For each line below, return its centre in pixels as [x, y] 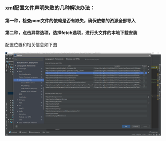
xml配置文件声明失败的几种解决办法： [50, 7]
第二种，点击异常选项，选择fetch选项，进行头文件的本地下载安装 [71, 33]
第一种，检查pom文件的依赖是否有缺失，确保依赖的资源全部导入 [70, 20]
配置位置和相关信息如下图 [31, 44]
